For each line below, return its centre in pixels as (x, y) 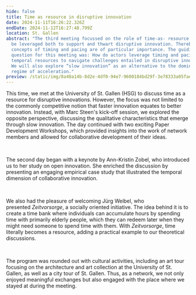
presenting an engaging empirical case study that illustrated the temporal (94, 172)
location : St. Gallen (32, 33)
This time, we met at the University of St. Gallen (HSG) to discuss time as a (96, 94)
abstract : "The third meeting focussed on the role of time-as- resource (98, 39)
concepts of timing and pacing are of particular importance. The (94, 50)
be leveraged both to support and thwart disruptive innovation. (92, 44)
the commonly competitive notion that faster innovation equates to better (94, 106)
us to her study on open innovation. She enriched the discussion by (87, 166)
